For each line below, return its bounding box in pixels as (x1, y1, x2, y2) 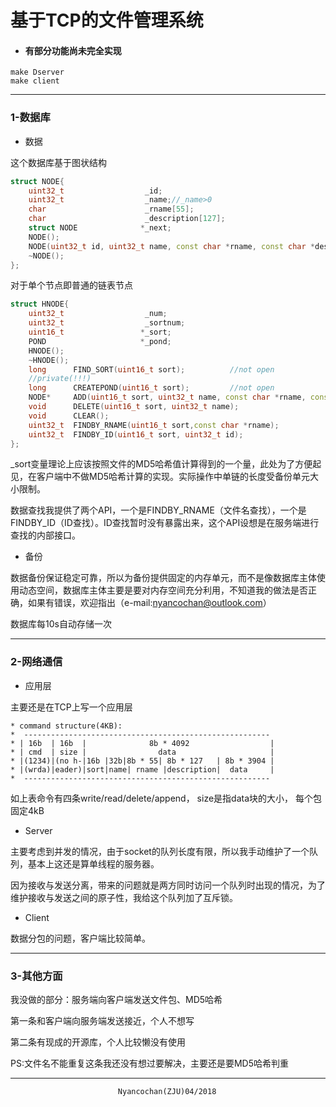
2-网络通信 (10, 655, 63, 669)
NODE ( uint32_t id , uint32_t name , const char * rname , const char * (28, 241, 316, 251)
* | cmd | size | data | (10, 747, 275, 757)
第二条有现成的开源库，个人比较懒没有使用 (10, 1036, 186, 1048)
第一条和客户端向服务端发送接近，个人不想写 (10, 1015, 195, 1027)
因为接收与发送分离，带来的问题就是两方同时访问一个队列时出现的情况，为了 (10, 879, 326, 891)
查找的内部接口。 (10, 529, 81, 541)
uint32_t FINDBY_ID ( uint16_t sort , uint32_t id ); (28, 429, 244, 440)
